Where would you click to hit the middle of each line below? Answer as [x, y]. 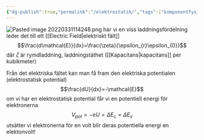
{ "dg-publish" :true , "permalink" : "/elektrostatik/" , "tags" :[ [84, 12]
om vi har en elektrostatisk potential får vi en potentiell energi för [87, 99]
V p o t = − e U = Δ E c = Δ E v [102, 115]
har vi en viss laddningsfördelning [145, 29]
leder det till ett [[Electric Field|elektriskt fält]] [63, 36]
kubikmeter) [22, 61]
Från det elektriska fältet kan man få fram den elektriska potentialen [91, 73]
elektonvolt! [21, 132]
